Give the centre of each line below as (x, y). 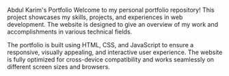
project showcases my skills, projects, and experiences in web (95, 17)
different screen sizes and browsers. (59, 67)
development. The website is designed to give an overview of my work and (113, 24)
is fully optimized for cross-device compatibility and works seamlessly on (110, 60)
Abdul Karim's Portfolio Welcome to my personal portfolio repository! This (111, 10)
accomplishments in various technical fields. (70, 31)
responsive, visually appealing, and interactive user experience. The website (115, 52)
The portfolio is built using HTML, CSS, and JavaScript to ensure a (100, 45)
